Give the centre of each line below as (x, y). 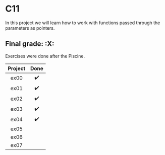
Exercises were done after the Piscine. (45, 56)
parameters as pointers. (30, 28)
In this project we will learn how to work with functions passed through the (83, 23)
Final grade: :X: (30, 44)
